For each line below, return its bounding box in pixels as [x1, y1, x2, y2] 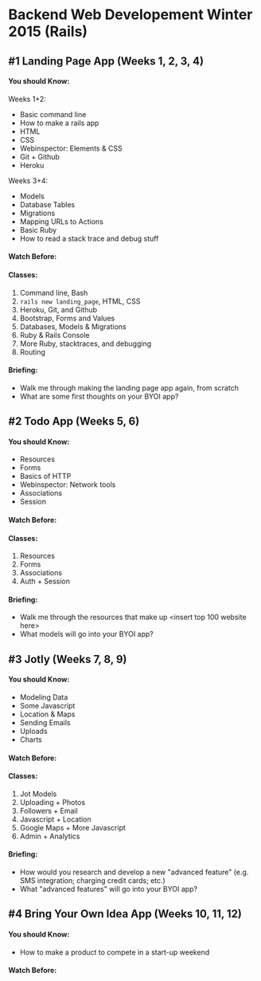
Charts [19, 735, 42, 744]
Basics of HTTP [19, 472, 72, 481]
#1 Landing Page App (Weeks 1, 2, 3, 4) [8, 54, 205, 68]
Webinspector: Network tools [19, 480, 116, 489]
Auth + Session [19, 576, 70, 587]
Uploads [19, 726, 48, 736]
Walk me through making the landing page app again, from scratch [19, 383, 239, 392]
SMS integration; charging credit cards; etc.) [19, 875, 166, 885]
